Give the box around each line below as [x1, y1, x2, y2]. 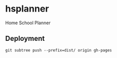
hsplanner [5, 3, 49, 15]
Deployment [5, 34, 45, 43]
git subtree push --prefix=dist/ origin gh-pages [5, 47, 112, 53]
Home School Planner [5, 20, 51, 26]
